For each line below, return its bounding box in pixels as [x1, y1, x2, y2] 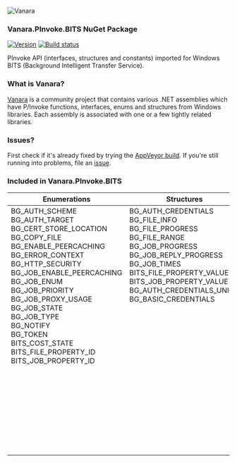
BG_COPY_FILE [11, 233, 62, 242]
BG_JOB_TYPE [11, 312, 60, 322]
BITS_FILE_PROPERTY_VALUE [129, 268, 229, 278]
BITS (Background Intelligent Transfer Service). [7, 61, 145, 70]
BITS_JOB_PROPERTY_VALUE [129, 277, 229, 287]
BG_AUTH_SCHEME [11, 206, 78, 216]
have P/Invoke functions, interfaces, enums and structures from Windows [7, 102, 221, 111]
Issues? [7, 135, 35, 144]
